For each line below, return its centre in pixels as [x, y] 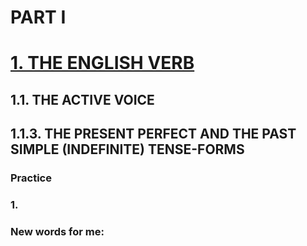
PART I [38, 17]
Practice [31, 178]
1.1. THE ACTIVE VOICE [82, 99]
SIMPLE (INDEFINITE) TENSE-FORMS [127, 149]
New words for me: [57, 231]
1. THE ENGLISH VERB [102, 63]
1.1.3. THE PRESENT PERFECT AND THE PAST [153, 134]
